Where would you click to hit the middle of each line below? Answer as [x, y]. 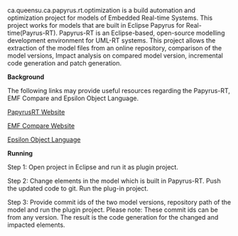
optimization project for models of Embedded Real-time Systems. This [110, 18]
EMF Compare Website [41, 126]
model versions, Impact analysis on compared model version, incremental [115, 55]
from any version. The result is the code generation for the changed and [113, 217]
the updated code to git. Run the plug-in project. [78, 188]
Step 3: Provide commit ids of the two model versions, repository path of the [119, 202]
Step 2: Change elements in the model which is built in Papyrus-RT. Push [114, 181]
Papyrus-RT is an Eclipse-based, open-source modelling [142, 33]
